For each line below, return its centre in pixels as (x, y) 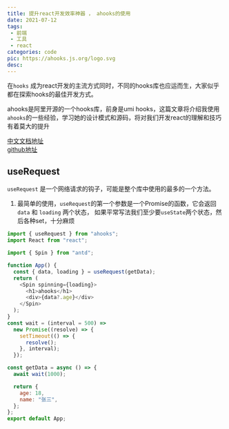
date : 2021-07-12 (32, 20)
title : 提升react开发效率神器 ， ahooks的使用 (69, 13)
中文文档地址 (25, 141)
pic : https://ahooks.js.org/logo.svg (61, 59)
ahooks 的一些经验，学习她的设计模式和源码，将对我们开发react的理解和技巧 (114, 117)
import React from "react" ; (48, 240)
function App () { (32, 266)
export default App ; (37, 419)
